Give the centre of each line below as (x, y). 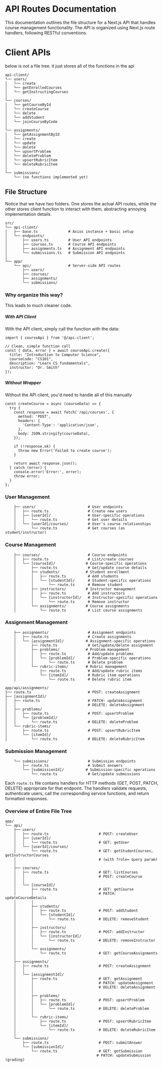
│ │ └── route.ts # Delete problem (68, 662)
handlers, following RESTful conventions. (46, 33)
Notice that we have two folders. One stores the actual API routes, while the (81, 203)
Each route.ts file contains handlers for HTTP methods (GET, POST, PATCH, (82, 783)
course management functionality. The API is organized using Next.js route (80, 27)
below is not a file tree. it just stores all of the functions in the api (70, 66)
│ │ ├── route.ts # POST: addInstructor (79, 932)
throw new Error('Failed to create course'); (65, 451)
